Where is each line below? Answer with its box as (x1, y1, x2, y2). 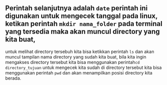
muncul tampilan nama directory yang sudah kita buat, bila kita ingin (5, 53, 147, 59)
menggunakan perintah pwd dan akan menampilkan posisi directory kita (5, 69, 152, 75)
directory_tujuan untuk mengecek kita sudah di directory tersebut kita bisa (5, 64, 162, 70)
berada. (5, 75, 22, 81)
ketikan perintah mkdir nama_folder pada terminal (5, 19, 162, 28)
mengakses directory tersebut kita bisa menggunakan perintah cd (5, 59, 140, 65)
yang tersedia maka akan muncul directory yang (5, 27, 160, 36)
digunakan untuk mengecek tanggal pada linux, (5, 12, 158, 20)
